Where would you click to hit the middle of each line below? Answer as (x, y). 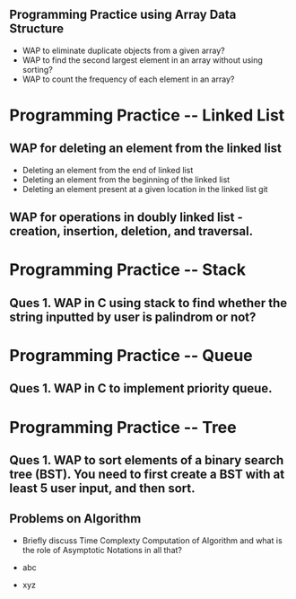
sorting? (38, 69)
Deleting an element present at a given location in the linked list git (145, 189)
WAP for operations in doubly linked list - (126, 218)
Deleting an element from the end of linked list (108, 170)
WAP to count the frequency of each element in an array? (128, 79)
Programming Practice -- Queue (131, 355)
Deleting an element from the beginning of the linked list (126, 180)
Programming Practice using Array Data (123, 15)
